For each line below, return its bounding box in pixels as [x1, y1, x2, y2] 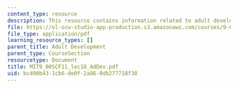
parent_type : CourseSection [7, 50, 91, 57]
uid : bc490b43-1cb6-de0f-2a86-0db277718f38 [7, 70, 138, 77]
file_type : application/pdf [7, 30, 91, 38]
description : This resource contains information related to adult [7, 17, 211, 24]
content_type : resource [7, 10, 78, 18]
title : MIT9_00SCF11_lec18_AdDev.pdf [7, 63, 119, 70]
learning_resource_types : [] [7, 37, 93, 44]
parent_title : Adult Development [7, 43, 106, 50]
